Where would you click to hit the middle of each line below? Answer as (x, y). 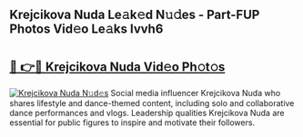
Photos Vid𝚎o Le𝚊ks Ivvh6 (86, 29)
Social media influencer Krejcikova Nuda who (196, 93)
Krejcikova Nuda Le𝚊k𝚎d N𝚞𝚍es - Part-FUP (135, 15)
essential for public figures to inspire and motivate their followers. (132, 122)
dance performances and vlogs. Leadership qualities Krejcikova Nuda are (147, 113)
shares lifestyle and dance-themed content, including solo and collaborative (152, 103)
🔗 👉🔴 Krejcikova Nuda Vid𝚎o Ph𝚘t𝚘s (117, 67)
